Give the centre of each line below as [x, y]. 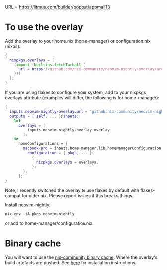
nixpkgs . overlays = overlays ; [68, 162]
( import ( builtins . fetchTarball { [50, 65]
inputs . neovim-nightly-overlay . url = [49, 111]
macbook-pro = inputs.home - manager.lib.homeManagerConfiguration [92, 148]
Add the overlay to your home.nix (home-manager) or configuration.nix [78, 41]
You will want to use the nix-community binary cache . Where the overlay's [81, 257]
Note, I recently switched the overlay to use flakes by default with [72, 190]
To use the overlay [44, 27]
